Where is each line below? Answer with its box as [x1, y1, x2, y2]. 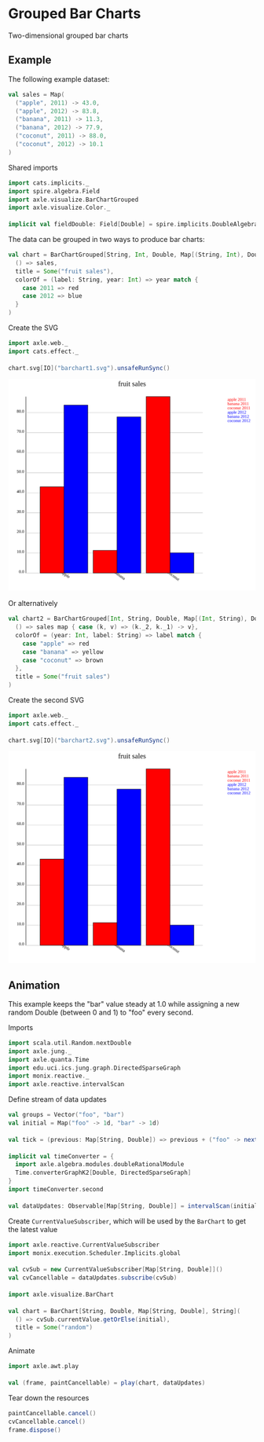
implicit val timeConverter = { [8, 1152, 114, 1160]
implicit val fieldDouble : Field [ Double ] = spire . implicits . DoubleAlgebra [8, 221, 258, 229]
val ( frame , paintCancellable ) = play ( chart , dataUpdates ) [8, 1378, 206, 1387]
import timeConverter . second [8, 1186, 104, 1194]
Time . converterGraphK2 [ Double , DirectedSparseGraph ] [15, 1169, 192, 1177]
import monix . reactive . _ [8, 1072, 90, 1081]
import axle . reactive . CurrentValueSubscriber [8, 1241, 159, 1249]
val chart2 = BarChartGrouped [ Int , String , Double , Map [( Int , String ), [8, 615, 247, 623]
